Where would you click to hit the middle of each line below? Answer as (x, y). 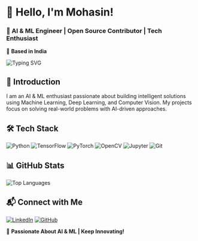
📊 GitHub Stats (35, 165)
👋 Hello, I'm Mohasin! (60, 12)
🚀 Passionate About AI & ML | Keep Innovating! (65, 231)
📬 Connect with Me (44, 202)
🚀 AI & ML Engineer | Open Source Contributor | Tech (84, 31)
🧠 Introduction (33, 82)
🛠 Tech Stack (32, 128)
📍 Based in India (27, 51)
